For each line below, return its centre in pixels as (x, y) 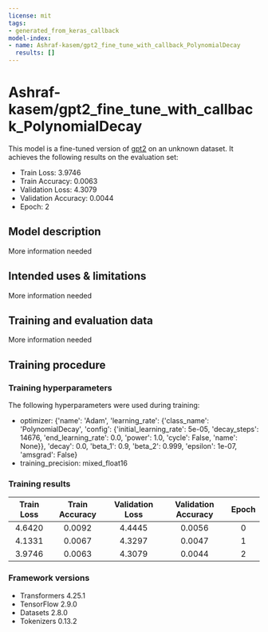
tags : (17, 23)
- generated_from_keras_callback (64, 30)
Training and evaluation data (81, 320)
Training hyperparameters (60, 387)
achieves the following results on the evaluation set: (93, 157)
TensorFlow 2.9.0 (48, 604)
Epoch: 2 (34, 206)
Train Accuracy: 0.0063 (59, 181)
